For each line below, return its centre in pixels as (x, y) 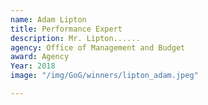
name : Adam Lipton (48, 19)
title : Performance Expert (66, 29)
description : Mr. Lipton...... (75, 38)
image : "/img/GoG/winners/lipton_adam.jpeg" (104, 76)
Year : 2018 (33, 66)
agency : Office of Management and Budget (98, 47)
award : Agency (40, 57)
